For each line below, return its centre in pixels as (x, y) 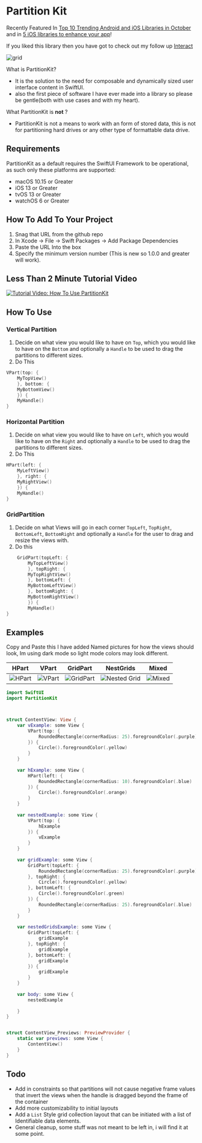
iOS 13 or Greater (36, 187)
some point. (30, 1133)
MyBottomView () (36, 389)
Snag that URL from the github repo (59, 234)
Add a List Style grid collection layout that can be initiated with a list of (103, 1114)
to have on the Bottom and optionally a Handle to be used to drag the (99, 349)
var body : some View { (45, 994)
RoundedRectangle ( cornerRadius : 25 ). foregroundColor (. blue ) (115, 905)
